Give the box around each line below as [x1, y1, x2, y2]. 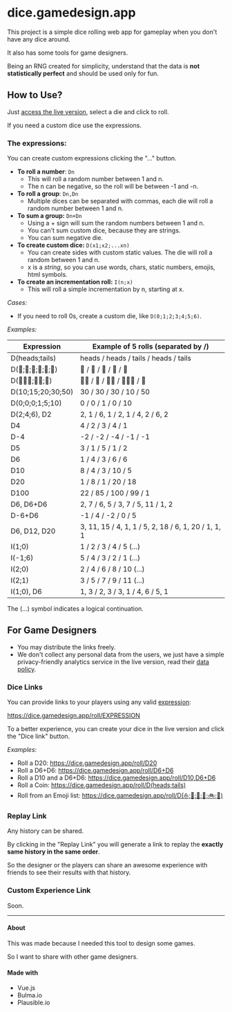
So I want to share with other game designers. [7, 953, 138, 961]
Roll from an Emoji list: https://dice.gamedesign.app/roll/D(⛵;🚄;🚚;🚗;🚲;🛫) [17, 791, 223, 800]
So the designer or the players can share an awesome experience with [7, 861, 209, 870]
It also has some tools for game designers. [7, 48, 128, 57]
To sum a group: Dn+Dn [17, 212, 82, 220]
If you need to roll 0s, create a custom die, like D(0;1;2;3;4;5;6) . [17, 312, 202, 320]
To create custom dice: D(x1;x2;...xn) [17, 241, 130, 250]
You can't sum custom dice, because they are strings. [27, 226, 181, 234]
